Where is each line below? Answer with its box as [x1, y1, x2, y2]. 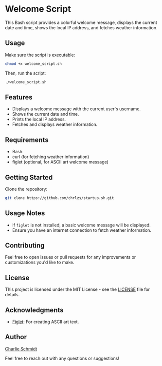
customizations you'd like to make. [5, 260, 74, 265]
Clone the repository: [5, 186, 48, 192]
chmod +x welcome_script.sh [5, 61, 62, 66]
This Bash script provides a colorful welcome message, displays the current [5, 20, 157, 25]
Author [5, 333, 27, 341]
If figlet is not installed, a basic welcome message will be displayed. [12, 222, 151, 228]
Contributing [5, 242, 45, 250]
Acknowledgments [5, 306, 64, 314]
